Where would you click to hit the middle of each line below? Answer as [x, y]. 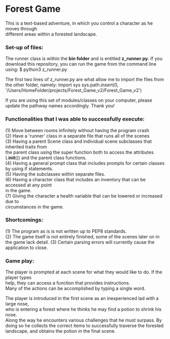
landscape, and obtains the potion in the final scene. [61, 331]
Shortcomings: [24, 220]
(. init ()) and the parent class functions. [46, 158]
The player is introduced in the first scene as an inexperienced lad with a [82, 298]
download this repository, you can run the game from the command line [81, 64]
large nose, [17, 304]
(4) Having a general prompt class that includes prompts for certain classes [85, 163]
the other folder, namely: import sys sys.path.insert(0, [62, 85]
